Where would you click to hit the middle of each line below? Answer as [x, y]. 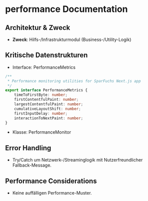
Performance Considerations [51, 181]
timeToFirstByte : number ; [41, 95]
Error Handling [28, 148]
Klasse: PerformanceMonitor [41, 132]
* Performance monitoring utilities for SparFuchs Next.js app [74, 81]
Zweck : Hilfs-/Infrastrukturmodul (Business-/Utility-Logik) [72, 39]
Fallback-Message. [32, 165]
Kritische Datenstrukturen [46, 55]
